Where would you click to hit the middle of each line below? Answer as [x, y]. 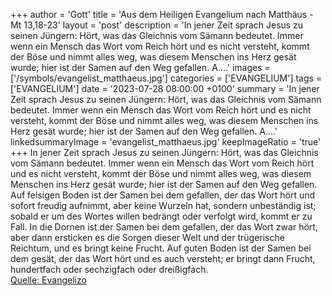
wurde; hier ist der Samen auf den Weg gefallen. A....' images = [140, 67]
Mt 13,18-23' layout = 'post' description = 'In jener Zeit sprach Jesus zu [157, 25]
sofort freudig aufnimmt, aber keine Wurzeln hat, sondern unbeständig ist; [163, 205]
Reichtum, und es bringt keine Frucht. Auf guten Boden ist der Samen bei [161, 248]
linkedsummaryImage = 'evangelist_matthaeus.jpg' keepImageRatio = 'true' [166, 142]
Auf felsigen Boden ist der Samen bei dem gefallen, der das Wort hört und [163, 195]
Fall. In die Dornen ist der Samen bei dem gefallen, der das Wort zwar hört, [164, 227]
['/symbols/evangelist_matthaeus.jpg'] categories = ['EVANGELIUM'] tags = [166, 78]
